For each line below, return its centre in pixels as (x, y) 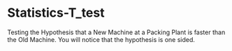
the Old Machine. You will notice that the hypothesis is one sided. (101, 39)
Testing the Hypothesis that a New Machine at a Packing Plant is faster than (116, 32)
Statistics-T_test (56, 13)
